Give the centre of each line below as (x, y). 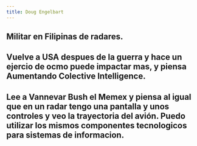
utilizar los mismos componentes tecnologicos (97, 125)
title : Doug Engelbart (35, 12)
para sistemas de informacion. (65, 135)
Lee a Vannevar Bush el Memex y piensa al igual (99, 97)
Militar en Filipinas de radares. (65, 37)
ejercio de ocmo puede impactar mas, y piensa (97, 67)
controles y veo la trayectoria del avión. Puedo (96, 116)
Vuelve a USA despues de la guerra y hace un (94, 57)
